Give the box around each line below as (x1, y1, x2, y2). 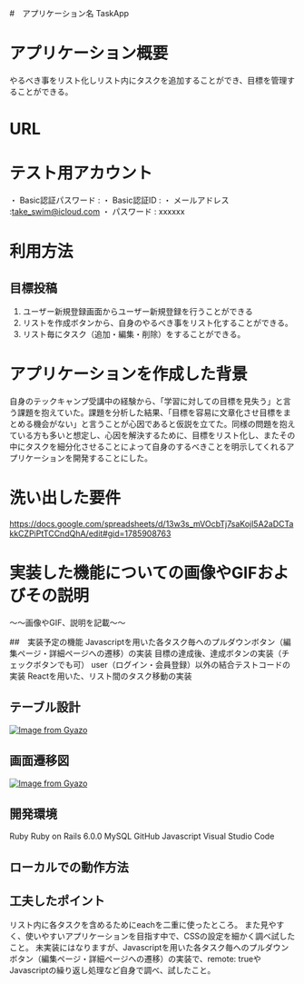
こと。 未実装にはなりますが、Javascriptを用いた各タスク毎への (9, 941, 250, 952)
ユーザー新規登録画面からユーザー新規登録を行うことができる (22, 306, 253, 317)
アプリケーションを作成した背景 (9, 364, 248, 384)
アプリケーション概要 (9, 44, 169, 64)
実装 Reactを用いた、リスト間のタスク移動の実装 (9, 671, 192, 681)
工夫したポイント (9, 893, 105, 909)
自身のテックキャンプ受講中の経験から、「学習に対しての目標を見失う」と (9, 396, 284, 406)
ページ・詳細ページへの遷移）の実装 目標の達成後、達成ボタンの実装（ (16, 648, 282, 659)
